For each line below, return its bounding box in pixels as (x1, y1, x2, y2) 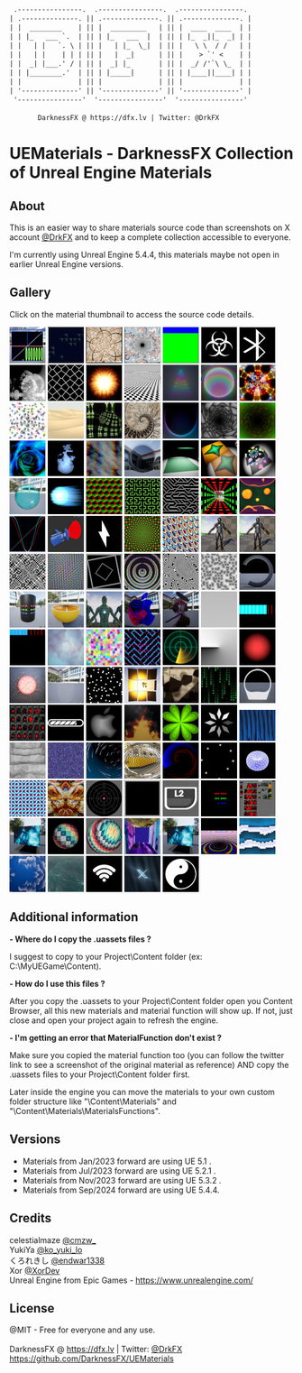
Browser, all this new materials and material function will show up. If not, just (9, 1005, 293, 1016)
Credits (9, 1211, 52, 1226)
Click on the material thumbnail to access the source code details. (9, 309, 254, 319)
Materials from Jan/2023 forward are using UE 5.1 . (22, 1156, 212, 1166)
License (9, 1300, 55, 1316)
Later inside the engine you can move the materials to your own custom (9, 1086, 275, 1097)
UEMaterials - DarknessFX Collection (9, 143, 294, 164)
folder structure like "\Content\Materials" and (9, 1096, 178, 1107)
